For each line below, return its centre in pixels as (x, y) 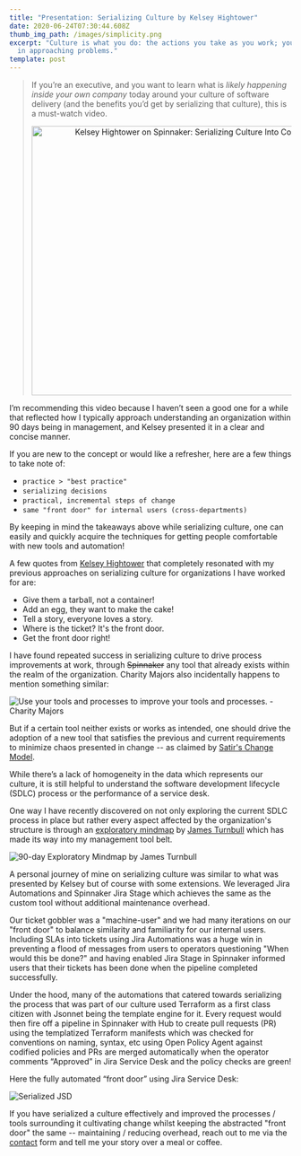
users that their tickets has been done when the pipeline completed (133, 968)
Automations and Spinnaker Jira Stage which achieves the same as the (140, 893)
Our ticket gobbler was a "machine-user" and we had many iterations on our (150, 920)
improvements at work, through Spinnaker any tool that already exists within (150, 665)
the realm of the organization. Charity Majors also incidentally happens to (145, 674)
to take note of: (37, 464)
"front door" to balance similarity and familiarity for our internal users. (138, 929)
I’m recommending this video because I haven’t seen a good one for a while (149, 408)
